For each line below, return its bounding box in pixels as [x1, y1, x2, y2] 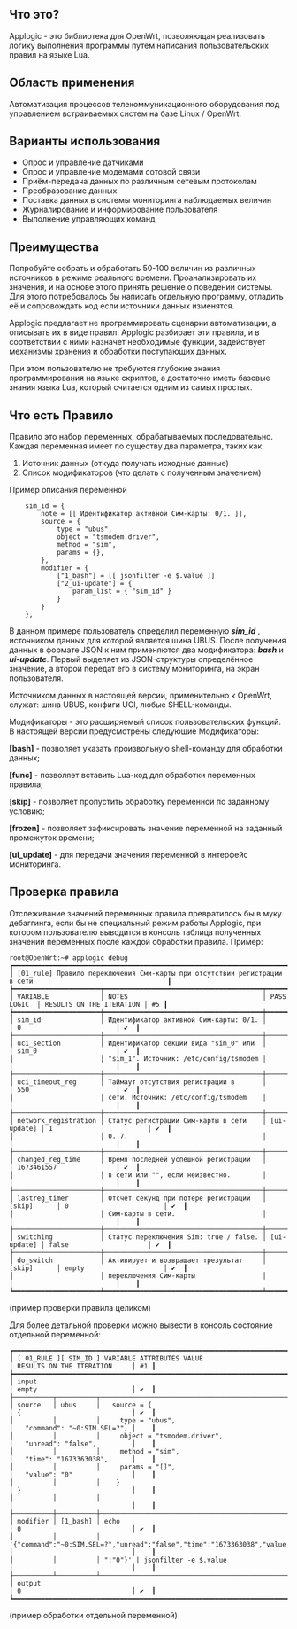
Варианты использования [9, 134, 161, 149]
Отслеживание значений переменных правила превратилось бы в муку [9, 908, 283, 918]
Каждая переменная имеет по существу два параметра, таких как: [9, 440, 265, 451]
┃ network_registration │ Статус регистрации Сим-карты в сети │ [9, 1116, 267, 1125]
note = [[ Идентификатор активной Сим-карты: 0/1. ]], [41, 510, 247, 518]
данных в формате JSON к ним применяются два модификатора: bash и [9, 644, 285, 655]
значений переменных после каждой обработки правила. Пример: [9, 936, 263, 947]
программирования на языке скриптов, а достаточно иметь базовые [9, 372, 271, 384]
